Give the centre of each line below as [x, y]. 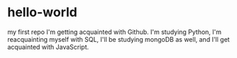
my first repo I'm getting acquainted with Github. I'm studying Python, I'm [115, 32]
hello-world [43, 12]
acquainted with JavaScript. [48, 47]
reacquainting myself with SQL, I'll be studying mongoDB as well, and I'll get [118, 39]
